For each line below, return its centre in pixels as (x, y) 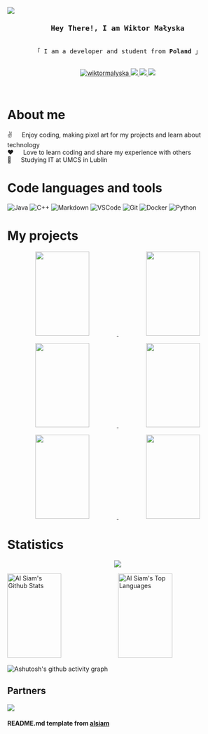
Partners (27, 691)
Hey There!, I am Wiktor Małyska (118, 28)
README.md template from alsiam (58, 723)
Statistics (36, 545)
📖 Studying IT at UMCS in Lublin (57, 160)
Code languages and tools (85, 188)
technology (23, 145)
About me (36, 115)
